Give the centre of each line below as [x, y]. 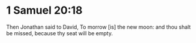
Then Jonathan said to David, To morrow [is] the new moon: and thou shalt [99, 27]
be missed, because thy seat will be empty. [60, 33]
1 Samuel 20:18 [44, 10]
